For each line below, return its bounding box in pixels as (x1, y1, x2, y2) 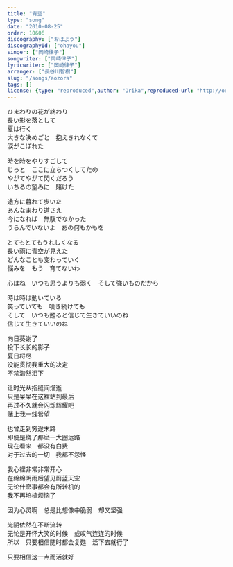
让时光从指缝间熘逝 (7, 384, 62, 392)
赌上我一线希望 (7, 410, 50, 418)
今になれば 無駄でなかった (7, 215, 87, 223)
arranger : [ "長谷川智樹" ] (7, 68, 77, 75)
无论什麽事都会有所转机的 (7, 482, 80, 491)
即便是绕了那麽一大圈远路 (7, 433, 80, 442)
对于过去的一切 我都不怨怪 (7, 451, 87, 459)
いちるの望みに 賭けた (7, 183, 74, 191)
